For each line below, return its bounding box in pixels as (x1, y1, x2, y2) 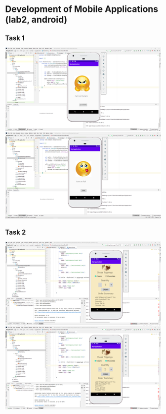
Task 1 (5, 34, 25, 42)
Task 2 (5, 228, 26, 236)
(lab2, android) (5, 14, 68, 25)
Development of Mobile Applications (5, 3, 159, 15)
